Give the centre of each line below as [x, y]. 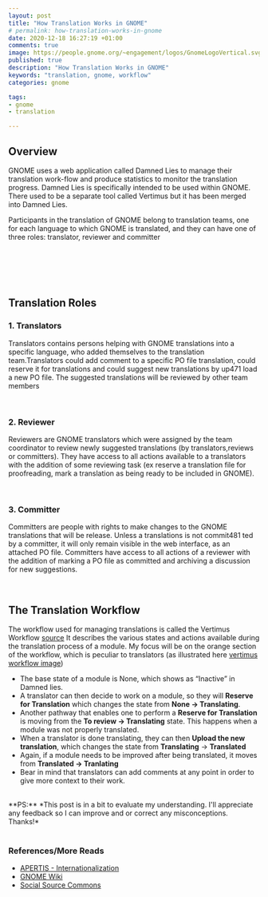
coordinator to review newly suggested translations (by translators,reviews [131, 448]
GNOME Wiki [41, 877]
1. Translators [35, 326]
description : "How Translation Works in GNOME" [89, 68]
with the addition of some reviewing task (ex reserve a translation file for [127, 464]
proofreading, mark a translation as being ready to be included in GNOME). [132, 473]
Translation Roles [53, 303]
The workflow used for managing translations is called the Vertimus [119, 629]
